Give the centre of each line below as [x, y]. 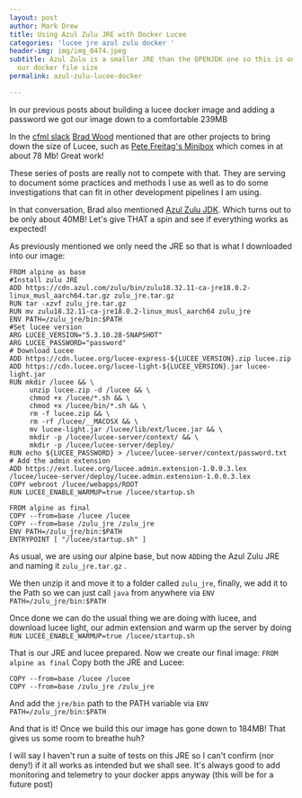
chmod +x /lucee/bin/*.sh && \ [88, 405]
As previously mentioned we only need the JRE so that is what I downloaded [151, 246]
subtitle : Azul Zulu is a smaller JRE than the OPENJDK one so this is [146, 59]
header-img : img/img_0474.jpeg [68, 51]
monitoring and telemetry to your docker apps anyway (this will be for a [142, 775]
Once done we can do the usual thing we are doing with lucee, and [133, 617]
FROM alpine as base [48, 272]
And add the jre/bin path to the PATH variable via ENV [109, 703]
